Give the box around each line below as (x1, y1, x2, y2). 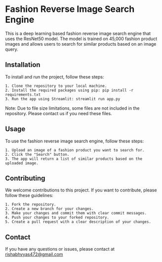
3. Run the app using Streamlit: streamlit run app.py (5, 96, 121, 101)
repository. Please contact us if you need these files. (5, 110, 112, 116)
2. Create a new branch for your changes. (5, 206, 94, 211)
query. (5, 46, 18, 52)
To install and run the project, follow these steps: (5, 73, 105, 80)
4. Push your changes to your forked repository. (5, 215, 110, 220)
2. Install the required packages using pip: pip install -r (5, 88, 134, 93)
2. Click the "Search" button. (5, 152, 70, 157)
